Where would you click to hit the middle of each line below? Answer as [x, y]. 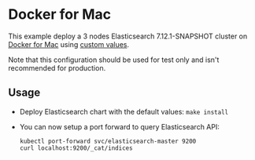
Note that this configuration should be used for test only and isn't [114, 60]
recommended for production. [57, 67]
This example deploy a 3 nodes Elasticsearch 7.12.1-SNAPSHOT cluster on [128, 36]
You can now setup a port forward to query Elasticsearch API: [120, 126]
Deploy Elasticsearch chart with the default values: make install [124, 111]
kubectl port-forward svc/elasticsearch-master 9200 [108, 141]
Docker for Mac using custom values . [69, 44]
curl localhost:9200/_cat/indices [76, 148]
